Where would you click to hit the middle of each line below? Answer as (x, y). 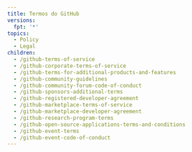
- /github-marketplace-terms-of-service (73, 105)
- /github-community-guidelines (61, 79)
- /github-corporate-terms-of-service (70, 66)
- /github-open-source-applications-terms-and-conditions (100, 124)
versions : (22, 20)
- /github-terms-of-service (54, 60)
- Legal (25, 46)
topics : (19, 33)
